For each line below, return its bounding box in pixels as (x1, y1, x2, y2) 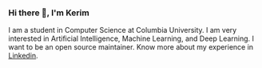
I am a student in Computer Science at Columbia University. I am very (8, 26, 237, 35)
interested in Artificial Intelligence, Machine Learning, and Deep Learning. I (8, 34, 254, 43)
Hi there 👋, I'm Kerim (8, 7, 89, 18)
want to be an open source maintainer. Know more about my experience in (8, 42, 254, 52)
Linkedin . (8, 51, 38, 61)
